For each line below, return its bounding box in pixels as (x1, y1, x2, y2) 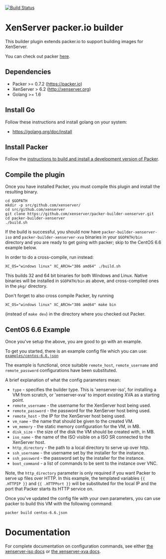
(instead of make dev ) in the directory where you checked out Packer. (5, 311, 146, 317)
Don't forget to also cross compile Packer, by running (5, 293, 114, 299)
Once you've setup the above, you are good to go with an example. (5, 339, 142, 344)
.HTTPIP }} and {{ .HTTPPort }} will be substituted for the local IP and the (5, 481, 157, 486)
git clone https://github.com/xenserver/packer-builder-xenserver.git (5, 211, 154, 217)
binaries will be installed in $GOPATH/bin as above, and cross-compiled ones (5, 278, 159, 284)
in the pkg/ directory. (5, 283, 48, 289)
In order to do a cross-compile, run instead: (5, 254, 94, 260)
